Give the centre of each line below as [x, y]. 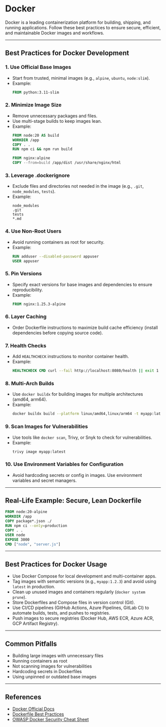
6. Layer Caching [26, 316]
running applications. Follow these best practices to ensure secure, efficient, [83, 27]
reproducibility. [28, 290]
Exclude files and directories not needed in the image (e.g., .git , [78, 186]
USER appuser [26, 261]
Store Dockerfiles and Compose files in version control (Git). [73, 603]
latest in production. [34, 587]
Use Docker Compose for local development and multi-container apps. [84, 576]
